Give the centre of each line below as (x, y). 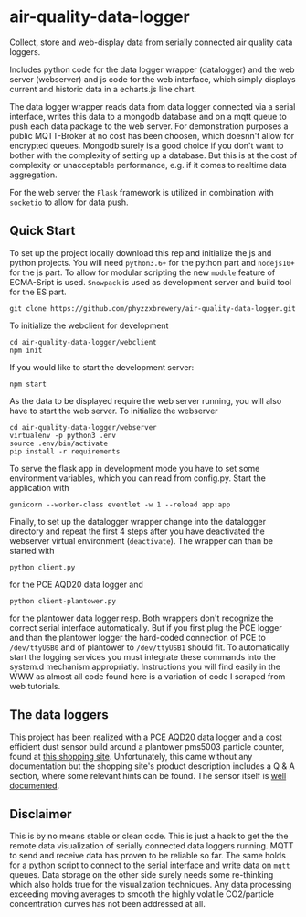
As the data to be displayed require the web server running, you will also (146, 400)
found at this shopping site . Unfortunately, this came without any (131, 756)
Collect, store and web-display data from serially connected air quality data (151, 42)
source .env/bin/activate (58, 443)
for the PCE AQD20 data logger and (77, 584)
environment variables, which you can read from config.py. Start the (138, 478)
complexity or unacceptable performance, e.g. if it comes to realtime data (148, 165)
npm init (26, 350)
